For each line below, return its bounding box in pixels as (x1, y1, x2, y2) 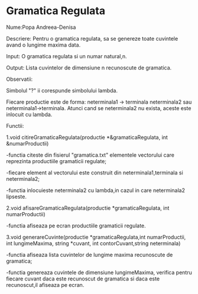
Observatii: (6, 75, 33, 82)
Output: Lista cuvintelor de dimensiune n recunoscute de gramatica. (6, 64, 172, 71)
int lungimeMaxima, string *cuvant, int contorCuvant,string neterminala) (6, 240, 181, 247)
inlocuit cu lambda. (6, 111, 53, 118)
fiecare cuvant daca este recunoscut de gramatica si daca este (6, 275, 160, 282)
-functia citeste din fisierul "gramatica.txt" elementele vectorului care (6, 151, 174, 158)
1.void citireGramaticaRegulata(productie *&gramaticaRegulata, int (6, 134, 168, 141)
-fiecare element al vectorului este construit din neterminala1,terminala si (6, 169, 183, 176)
